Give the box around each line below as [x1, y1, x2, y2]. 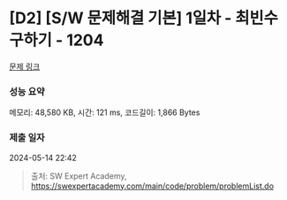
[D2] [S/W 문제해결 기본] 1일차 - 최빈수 [9, 8, 278, 28]
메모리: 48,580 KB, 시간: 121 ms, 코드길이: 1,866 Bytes [9, 107, 200, 118]
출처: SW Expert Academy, [30, 170, 127, 181]
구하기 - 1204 [9, 30, 104, 50]
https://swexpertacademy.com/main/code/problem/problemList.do [30, 181, 275, 191]
